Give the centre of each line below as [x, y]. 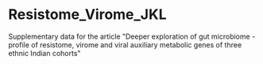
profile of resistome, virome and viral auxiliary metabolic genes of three [125, 44]
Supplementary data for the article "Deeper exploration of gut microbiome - [132, 36]
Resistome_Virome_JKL [87, 15]
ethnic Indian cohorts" [44, 53]
